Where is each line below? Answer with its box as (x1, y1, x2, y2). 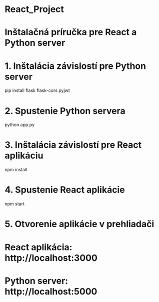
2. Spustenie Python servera (4, 105, 125, 117)
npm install (4, 167, 27, 173)
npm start (4, 201, 25, 207)
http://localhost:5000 (4, 285, 97, 297)
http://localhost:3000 (4, 252, 98, 263)
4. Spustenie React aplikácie (4, 184, 125, 195)
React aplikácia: (4, 241, 72, 253)
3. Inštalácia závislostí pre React (4, 139, 142, 151)
